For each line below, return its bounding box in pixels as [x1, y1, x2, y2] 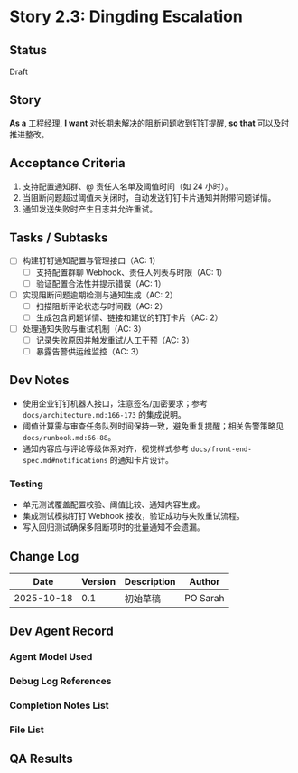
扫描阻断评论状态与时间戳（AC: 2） [35, 300, 168, 311]
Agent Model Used [9, 651, 93, 664]
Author [189, 575, 220, 588]
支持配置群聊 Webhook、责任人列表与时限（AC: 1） [35, 267, 228, 278]
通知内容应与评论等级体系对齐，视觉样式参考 [22, 443, 190, 454]
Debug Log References [9, 675, 112, 688]
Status [9, 42, 48, 58]
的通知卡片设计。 [109, 454, 174, 465]
